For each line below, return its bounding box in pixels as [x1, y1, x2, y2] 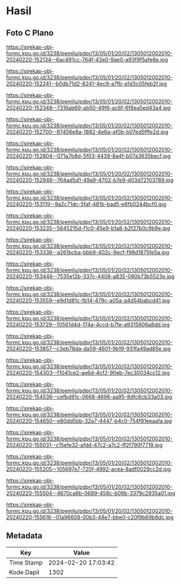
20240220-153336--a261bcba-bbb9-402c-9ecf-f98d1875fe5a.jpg [6, 249, 170, 256]
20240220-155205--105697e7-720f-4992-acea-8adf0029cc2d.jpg [6, 465, 172, 473]
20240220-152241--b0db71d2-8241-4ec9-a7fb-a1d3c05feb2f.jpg [6, 80, 167, 87]
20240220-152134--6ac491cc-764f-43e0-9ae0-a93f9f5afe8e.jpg [6, 56, 169, 63]
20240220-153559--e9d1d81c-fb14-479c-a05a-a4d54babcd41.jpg [6, 297, 170, 304]
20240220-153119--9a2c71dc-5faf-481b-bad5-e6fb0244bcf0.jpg [6, 200, 167, 208]
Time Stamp [9, 559, 43, 567]
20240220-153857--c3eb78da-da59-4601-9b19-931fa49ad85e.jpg [6, 345, 171, 352]
